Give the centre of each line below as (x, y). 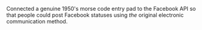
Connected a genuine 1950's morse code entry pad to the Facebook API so (101, 9)
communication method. (37, 21)
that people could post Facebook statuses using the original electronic (95, 15)
